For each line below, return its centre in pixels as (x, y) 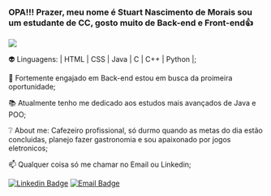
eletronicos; (28, 148)
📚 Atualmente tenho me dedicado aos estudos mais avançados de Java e (132, 103)
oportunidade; (32, 87)
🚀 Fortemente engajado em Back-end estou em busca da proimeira (120, 78)
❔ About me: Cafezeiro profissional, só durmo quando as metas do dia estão (136, 131)
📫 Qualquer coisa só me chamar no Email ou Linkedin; (100, 164)
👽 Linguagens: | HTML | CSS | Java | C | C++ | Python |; (103, 59)
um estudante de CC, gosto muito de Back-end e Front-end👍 (131, 23)
